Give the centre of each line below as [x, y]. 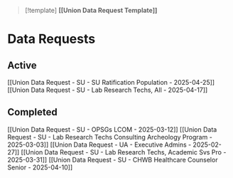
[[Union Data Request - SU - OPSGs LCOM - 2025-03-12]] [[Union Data [112, 129]
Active [22, 65]
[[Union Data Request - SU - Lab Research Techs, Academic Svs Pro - [124, 152]
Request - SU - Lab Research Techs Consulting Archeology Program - [110, 137]
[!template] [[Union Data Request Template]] [91, 10]
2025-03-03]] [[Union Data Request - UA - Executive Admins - [99, 145]
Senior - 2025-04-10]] [40, 167]
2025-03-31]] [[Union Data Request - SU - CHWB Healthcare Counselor [113, 159]
